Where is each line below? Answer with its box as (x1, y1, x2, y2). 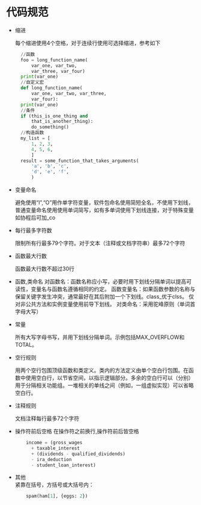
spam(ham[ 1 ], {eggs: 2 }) (26, 493, 88, 500)
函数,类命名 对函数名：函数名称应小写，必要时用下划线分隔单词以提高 (14, 278, 187, 285)
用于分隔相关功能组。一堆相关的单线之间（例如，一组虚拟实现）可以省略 (14, 382, 194, 389)
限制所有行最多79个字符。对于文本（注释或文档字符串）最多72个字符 (14, 240, 185, 247)
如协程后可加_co (14, 214, 56, 222)
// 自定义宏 (20, 79, 44, 85)
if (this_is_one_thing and (20, 113, 88, 119)
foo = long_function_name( (20, 57, 88, 63)
